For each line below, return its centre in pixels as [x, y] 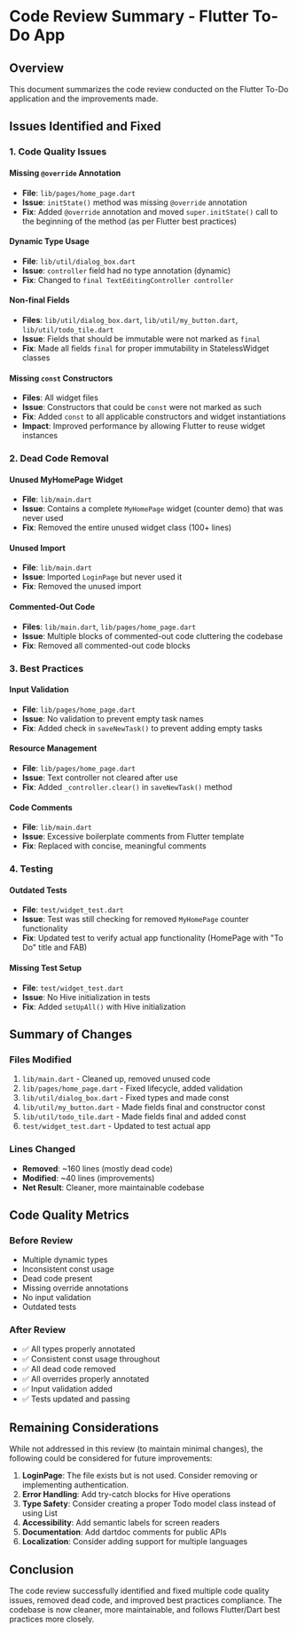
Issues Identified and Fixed [85, 126]
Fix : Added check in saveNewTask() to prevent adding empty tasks [142, 728]
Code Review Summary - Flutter [129, 16]
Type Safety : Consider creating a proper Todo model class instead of [149, 1504]
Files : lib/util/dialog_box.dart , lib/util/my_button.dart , [130, 319]
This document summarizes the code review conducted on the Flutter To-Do [149, 89]
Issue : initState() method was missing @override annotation [134, 202]
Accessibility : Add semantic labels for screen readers [121, 1523]
